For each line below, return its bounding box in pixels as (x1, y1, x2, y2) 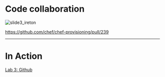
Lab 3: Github (5, 67, 33, 73)
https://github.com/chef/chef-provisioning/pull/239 (5, 29, 109, 35)
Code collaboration (5, 3, 85, 15)
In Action (5, 51, 43, 62)
